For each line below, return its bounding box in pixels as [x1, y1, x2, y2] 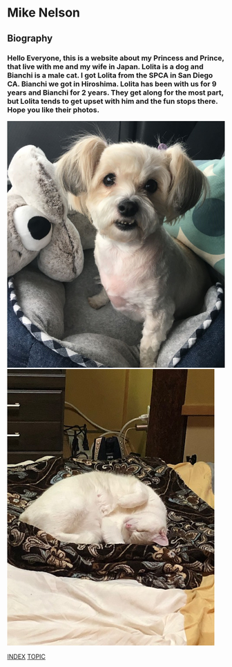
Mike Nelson [7, 5, 81, 21]
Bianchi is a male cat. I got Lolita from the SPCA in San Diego [7, 71, 213, 80]
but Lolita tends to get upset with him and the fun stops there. [7, 96, 218, 106]
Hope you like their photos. [7, 105, 100, 115]
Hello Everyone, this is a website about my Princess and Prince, [7, 53, 224, 63]
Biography [7, 32, 53, 44]
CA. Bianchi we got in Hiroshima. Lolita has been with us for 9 [7, 79, 217, 88]
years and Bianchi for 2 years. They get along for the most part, [7, 88, 224, 97]
